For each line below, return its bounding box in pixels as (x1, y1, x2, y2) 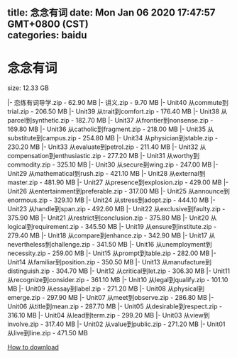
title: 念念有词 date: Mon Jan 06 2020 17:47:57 (7, 6, 216, 19)
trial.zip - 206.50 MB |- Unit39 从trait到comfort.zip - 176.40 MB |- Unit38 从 (7, 107, 228, 116)
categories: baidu (7, 29, 87, 41)
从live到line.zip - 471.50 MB (7, 329, 89, 337)
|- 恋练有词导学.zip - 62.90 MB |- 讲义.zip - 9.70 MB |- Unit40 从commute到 (7, 99, 228, 107)
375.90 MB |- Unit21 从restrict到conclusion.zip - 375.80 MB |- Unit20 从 (7, 213, 217, 222)
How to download (7, 343, 59, 352)
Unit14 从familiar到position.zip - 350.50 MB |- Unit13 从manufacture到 (7, 258, 211, 267)
